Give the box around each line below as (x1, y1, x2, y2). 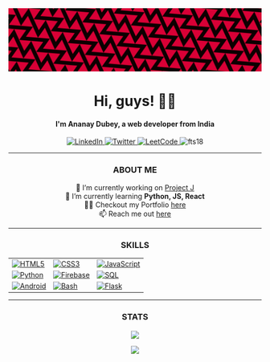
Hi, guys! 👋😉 (93, 92, 177, 111)
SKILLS (120, 239, 150, 250)
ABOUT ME (112, 165, 157, 176)
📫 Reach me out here (99, 209, 171, 218)
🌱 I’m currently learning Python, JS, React (65, 191, 205, 201)
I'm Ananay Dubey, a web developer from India (55, 119, 215, 128)
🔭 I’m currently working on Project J (76, 182, 194, 192)
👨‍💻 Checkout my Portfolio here (84, 200, 186, 209)
